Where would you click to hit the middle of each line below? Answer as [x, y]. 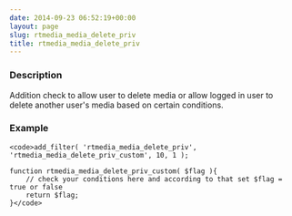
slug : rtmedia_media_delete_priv [73, 35]
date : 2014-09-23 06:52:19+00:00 [73, 18]
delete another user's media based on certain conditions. [117, 105]
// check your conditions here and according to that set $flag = [154, 179]
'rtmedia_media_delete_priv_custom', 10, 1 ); [99, 155]
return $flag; [52, 195]
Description [36, 76]
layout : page [34, 26]
